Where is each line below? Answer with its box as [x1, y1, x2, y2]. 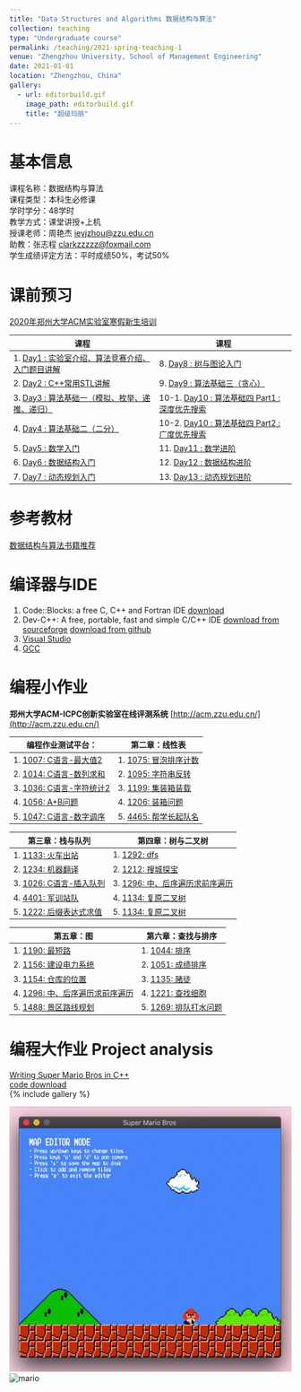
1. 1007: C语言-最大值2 [13, 754, 103, 765]
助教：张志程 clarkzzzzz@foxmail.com [9, 239, 151, 250]
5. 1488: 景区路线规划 [13, 1002, 95, 1013]
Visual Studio [21, 633, 72, 644]
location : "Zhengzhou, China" [9, 72, 123, 81]
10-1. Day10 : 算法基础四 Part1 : [159, 392, 280, 403]
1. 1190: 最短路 [13, 945, 72, 956]
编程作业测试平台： [26, 740, 98, 751]
